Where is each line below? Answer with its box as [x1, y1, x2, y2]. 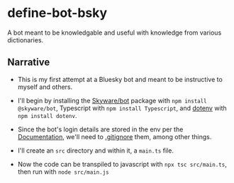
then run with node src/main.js [17, 167, 109, 176]
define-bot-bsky [7, 5, 108, 21]
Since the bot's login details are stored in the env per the [17, 125, 184, 134]
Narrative [7, 57, 50, 69]
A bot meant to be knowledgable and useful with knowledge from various [7, 28, 222, 37]
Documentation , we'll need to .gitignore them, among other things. [17, 132, 212, 141]
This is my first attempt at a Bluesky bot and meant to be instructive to [17, 75, 223, 83]
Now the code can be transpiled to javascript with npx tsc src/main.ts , [17, 160, 227, 168]
